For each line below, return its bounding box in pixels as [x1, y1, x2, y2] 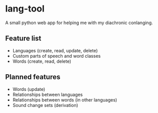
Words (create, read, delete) [12, 58, 72, 64]
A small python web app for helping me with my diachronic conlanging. [5, 20, 153, 26]
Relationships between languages [12, 91, 83, 97]
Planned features [5, 73, 61, 81]
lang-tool [5, 3, 44, 15]
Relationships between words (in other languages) [12, 96, 118, 103]
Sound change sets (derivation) [12, 102, 78, 108]
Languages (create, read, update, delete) [12, 47, 98, 53]
